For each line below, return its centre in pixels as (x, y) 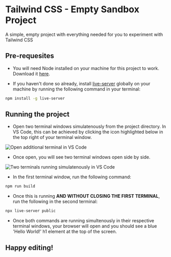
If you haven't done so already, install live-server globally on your (81, 83)
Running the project (38, 114)
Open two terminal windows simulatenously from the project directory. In (89, 127)
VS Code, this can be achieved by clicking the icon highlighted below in (88, 132)
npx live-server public (31, 211)
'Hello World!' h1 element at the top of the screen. (65, 231)
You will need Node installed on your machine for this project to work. (86, 68)
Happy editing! (29, 248)
